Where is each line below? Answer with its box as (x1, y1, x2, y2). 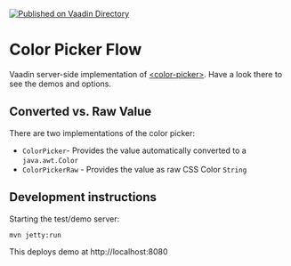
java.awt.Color (21, 156, 79, 165)
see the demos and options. (9, 78, 111, 89)
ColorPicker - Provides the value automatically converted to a (21, 145, 247, 156)
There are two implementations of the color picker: (9, 127, 196, 138)
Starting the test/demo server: (9, 214, 120, 224)
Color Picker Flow (9, 40, 142, 60)
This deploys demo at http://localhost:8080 (9, 246, 168, 257)
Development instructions (9, 189, 158, 205)
